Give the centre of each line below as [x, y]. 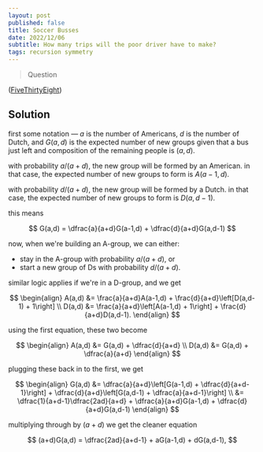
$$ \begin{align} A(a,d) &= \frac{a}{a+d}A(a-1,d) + [91, 297]
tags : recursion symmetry [50, 52]
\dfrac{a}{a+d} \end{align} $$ [132, 353]
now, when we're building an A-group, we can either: [94, 243]
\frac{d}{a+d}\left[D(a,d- [215, 297]
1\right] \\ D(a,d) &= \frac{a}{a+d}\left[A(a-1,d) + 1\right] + [125, 306]
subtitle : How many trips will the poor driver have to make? [112, 45]
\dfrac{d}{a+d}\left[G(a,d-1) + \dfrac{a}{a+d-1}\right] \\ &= [149, 392]
